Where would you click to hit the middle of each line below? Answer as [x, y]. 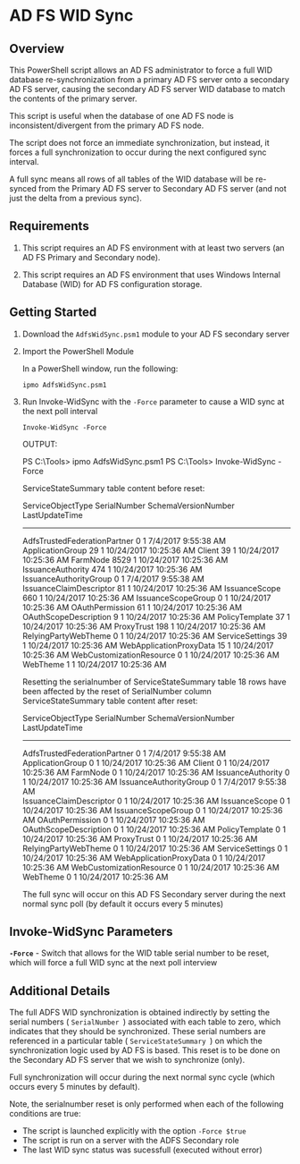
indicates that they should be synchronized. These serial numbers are [137, 1032]
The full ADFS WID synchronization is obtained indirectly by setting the [140, 1013]
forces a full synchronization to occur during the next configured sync [138, 152]
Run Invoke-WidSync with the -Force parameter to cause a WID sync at [153, 401]
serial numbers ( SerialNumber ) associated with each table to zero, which [145, 1022]
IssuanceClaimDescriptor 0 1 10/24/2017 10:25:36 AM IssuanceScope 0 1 [156, 801]
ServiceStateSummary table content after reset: [110, 701]
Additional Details [60, 991]
